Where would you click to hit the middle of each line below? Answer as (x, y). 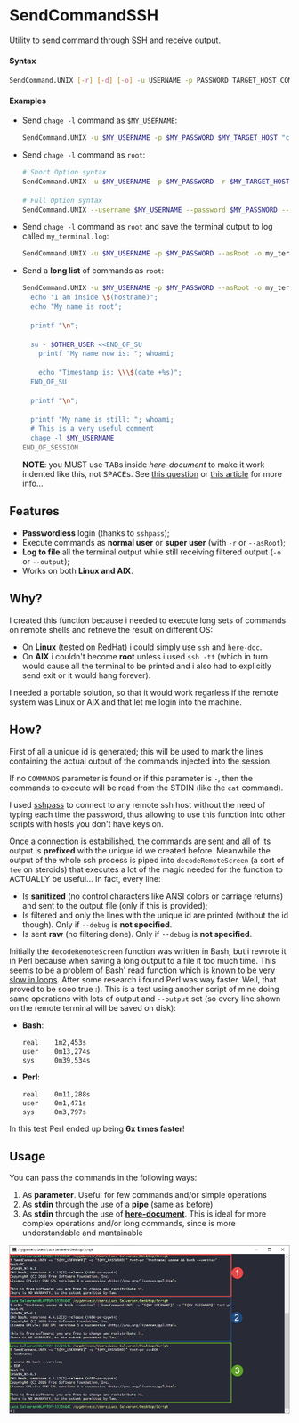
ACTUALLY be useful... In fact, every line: (85, 878)
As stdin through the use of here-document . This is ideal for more (144, 1214)
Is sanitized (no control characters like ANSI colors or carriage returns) (152, 896)
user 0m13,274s (56, 1051)
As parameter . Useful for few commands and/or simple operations (144, 1195)
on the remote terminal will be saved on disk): (93, 1007)
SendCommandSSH (84, 16)
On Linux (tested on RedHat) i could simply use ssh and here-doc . (142, 647)
